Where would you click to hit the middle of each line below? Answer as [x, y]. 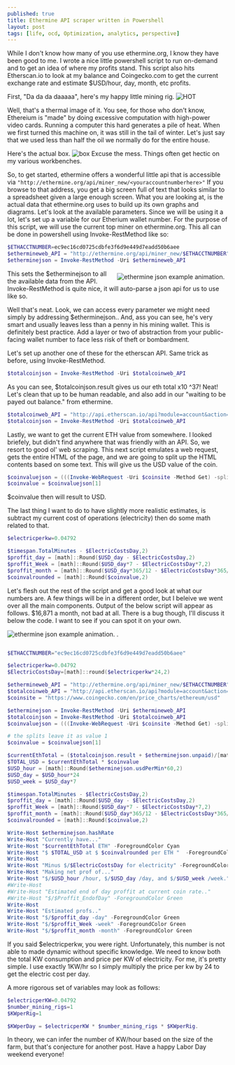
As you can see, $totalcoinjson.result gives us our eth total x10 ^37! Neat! [113, 387]
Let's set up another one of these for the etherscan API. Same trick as [108, 353]
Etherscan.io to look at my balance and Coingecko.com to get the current [113, 76]
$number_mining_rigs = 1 [40, 1007]
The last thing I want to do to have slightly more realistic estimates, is [107, 511]
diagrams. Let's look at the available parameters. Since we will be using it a [115, 212]
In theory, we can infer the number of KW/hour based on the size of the [110, 1040]
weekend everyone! [36, 1054]
